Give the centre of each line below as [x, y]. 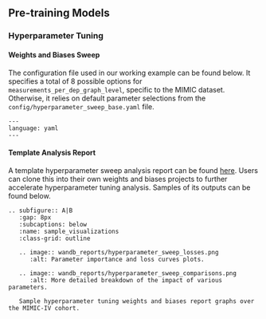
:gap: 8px [35, 217]
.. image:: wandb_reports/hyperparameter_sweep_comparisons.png [128, 273]
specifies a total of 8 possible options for [75, 81]
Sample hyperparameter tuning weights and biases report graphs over [137, 301]
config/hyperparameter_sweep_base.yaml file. [81, 106]
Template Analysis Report [52, 153]
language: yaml [33, 128]
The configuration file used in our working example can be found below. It [129, 73]
